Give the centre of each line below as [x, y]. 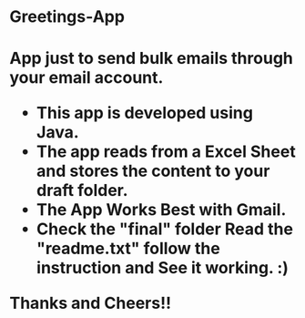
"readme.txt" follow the [128, 249]
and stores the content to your [153, 171]
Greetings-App [67, 17]
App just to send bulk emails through [151, 59]
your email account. [86, 78]
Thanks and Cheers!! [90, 303]
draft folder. [82, 191]
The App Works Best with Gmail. [161, 210]
